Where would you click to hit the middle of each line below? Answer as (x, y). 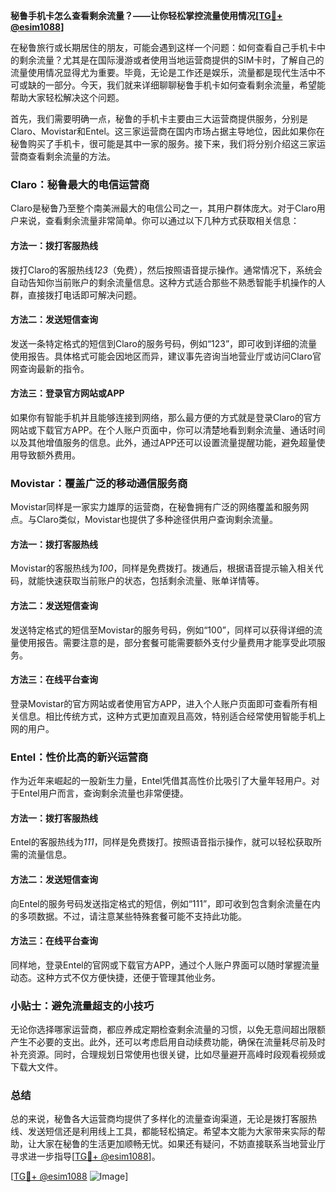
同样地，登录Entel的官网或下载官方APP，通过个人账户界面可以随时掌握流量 (165, 965)
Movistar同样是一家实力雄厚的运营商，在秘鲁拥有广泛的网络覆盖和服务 (155, 507)
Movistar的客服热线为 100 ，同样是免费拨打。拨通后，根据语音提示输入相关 (162, 568)
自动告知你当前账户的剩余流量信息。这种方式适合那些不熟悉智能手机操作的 (163, 282)
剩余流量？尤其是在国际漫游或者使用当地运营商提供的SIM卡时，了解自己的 (171, 60)
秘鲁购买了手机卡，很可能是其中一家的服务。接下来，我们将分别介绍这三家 (163, 143)
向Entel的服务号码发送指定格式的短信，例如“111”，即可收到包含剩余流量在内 (166, 903)
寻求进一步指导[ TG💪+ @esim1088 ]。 (85, 1156)
